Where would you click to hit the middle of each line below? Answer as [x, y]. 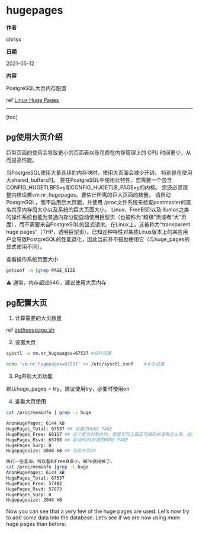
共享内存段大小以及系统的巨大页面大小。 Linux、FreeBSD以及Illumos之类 [100, 209]
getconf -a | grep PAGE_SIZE [41, 270]
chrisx [14, 39]
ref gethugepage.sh [30, 330]
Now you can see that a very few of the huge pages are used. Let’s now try [98, 511]
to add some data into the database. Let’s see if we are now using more [93, 518]
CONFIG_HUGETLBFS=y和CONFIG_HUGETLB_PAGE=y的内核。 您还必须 [94, 187]
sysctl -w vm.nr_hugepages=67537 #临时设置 [59, 354]
